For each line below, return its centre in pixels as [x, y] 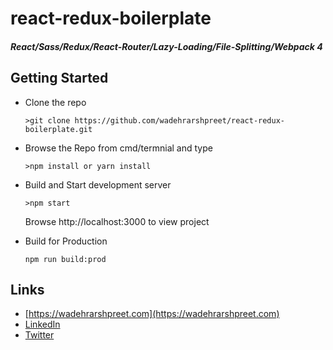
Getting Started [59, 78]
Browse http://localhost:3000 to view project [117, 221]
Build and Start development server [98, 184]
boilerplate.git [58, 129]
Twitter [39, 335]
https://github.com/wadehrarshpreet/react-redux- [180, 120]
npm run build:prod [65, 259]
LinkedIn [42, 324]
